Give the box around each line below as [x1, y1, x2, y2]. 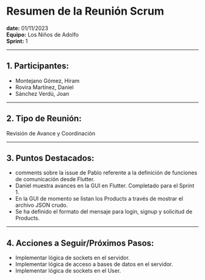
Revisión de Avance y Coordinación [6, 129, 96, 137]
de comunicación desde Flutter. [15, 176, 95, 183]
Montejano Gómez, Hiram [15, 77, 80, 84]
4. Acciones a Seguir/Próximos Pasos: [6, 238, 154, 248]
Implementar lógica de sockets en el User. [15, 267, 121, 275]
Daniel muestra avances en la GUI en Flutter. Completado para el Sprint [15, 182, 195, 190]
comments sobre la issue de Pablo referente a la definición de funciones [15, 169, 198, 176]
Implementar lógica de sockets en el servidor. [15, 254, 130, 262]
